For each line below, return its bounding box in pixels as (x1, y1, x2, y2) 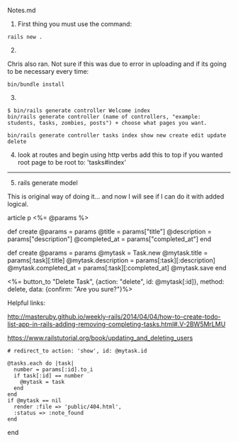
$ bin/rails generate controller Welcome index (7, 107, 151, 114)
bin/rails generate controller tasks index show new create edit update (7, 132, 227, 139)
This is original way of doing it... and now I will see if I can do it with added (7, 192, 225, 201)
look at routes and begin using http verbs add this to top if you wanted (17, 150, 223, 159)
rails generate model (17, 179, 78, 187)
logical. (7, 200, 29, 208)
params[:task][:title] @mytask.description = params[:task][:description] (7, 256, 216, 265)
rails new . (7, 33, 42, 40)
